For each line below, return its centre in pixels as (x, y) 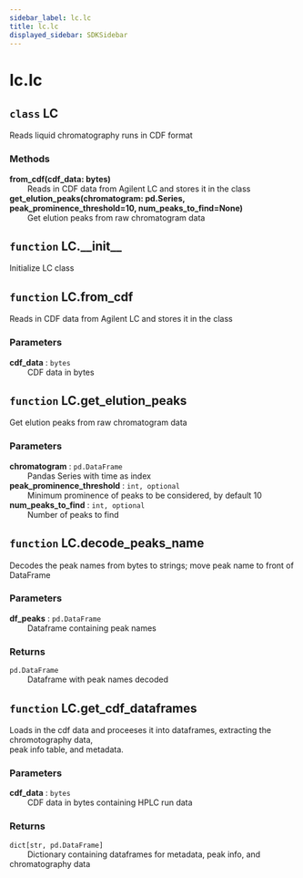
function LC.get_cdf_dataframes (103, 708)
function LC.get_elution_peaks (98, 401)
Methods (30, 159)
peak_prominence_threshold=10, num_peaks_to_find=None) (126, 208)
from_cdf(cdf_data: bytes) (60, 179)
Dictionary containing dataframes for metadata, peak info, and (144, 854)
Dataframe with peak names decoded (97, 679)
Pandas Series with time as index (89, 476)
